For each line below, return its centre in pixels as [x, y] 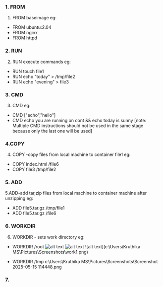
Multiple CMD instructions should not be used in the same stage [78, 126]
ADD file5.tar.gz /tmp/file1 [38, 208]
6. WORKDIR [20, 226]
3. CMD [14, 94]
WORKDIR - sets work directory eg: [49, 237]
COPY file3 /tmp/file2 [34, 169]
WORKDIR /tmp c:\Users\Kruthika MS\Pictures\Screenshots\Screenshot [85, 261]
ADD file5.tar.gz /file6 [34, 213]
